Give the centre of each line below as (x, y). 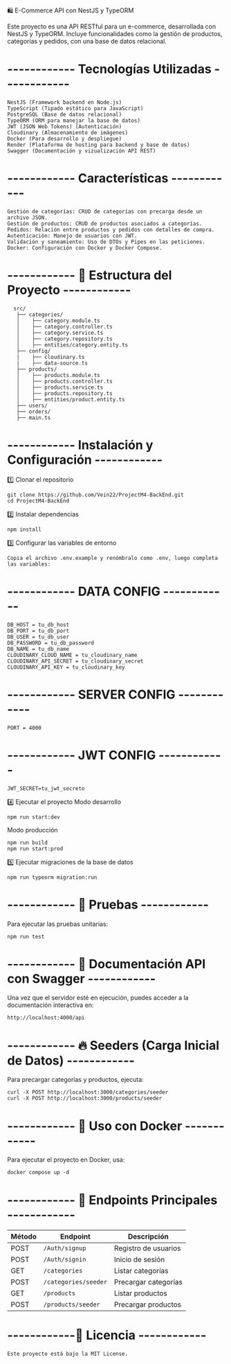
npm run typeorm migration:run (52, 877)
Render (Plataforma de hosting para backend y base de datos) (99, 145)
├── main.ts (34, 418)
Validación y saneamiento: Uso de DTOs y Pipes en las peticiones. (107, 242)
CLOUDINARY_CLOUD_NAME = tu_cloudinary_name (72, 655)
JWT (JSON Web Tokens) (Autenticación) (65, 126)
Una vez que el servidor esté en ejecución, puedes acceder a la (98, 998)
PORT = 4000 (24, 728)
